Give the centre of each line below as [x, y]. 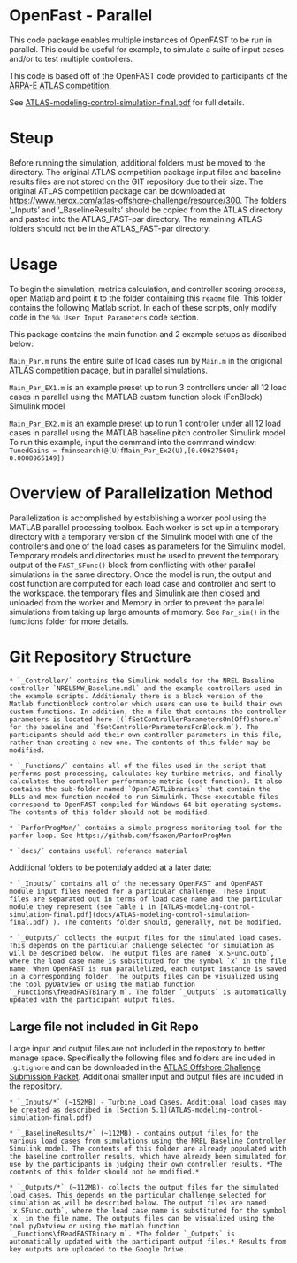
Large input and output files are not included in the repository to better [137, 1048]
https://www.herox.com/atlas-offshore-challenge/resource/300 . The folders [148, 200]
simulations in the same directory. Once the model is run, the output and [141, 574]
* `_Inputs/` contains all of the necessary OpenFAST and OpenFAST [136, 883]
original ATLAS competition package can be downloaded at [117, 190]
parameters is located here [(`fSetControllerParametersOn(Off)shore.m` [146, 719]
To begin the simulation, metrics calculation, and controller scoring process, [147, 289]
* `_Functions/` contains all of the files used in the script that [138, 766]
